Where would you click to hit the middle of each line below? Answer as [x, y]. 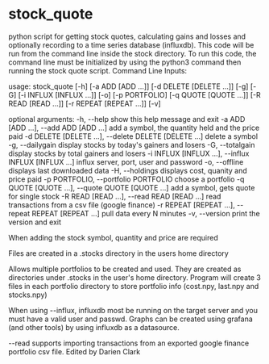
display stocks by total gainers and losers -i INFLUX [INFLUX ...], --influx [129, 153]
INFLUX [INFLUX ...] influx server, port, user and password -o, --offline [126, 161]
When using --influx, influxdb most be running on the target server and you [133, 310]
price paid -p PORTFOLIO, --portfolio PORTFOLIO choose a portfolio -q [126, 179]
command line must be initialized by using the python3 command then [125, 62]
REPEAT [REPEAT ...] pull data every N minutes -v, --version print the [146, 213]
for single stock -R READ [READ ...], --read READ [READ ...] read [115, 196]
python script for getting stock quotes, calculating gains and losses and [127, 36]
